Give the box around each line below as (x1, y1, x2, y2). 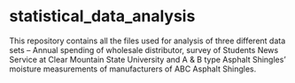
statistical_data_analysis (9, 6, 196, 26)
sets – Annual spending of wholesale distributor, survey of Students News (9, 44, 279, 55)
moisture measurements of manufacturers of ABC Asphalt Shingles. (9, 64, 257, 74)
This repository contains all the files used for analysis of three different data (9, 35, 286, 46)
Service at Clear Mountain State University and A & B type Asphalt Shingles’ (9, 54, 286, 64)
